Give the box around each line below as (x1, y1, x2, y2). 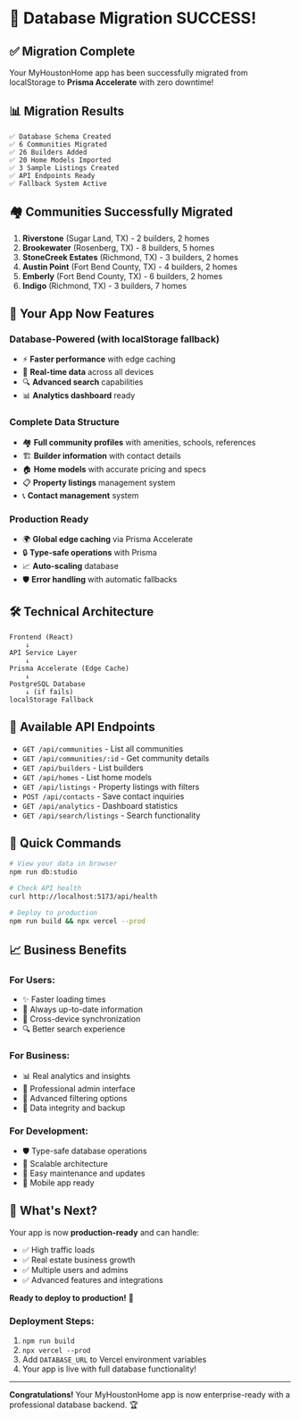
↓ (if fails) (25, 687, 74, 696)
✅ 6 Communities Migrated (9, 140, 107, 149)
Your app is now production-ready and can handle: (9, 1227, 199, 1237)
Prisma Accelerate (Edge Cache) (9, 664, 129, 673)
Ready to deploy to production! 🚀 (9, 1292, 134, 1303)
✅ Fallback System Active (9, 179, 107, 188)
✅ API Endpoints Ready (9, 171, 96, 180)
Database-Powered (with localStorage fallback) (9, 333, 221, 345)
